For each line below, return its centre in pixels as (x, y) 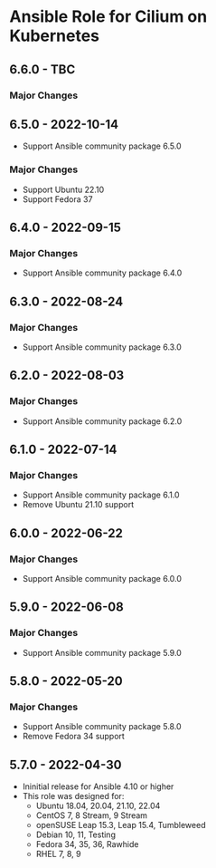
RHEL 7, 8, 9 (58, 854)
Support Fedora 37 (57, 199)
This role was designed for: (73, 796)
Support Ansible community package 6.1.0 (101, 495)
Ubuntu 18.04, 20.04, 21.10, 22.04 (98, 806)
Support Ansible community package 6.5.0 (102, 146)
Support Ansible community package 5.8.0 (102, 727)
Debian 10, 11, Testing (75, 834)
